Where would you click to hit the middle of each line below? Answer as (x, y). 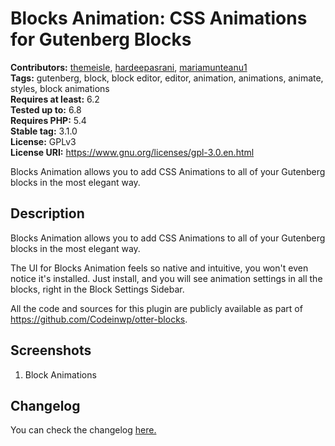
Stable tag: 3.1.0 (44, 131)
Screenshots (51, 350)
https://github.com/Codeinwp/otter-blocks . (99, 319)
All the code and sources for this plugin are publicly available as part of (156, 308)
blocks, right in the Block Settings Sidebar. (97, 289)
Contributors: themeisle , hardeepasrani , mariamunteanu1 (129, 67)
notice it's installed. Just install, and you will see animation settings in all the (166, 278)
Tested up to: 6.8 (46, 109)
